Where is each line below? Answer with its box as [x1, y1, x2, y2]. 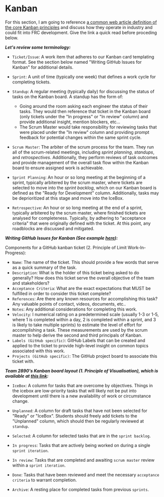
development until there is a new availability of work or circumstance [12, 393, 151, 399]
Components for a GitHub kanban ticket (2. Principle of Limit [5, 244, 127, 250]
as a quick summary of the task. [12, 264, 77, 270]
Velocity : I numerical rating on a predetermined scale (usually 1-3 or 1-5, [12, 311, 159, 317]
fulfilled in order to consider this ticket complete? [12, 290, 111, 296]
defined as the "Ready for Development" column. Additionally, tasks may [12, 190, 159, 196]
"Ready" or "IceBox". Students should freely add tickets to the [12, 413, 138, 419]
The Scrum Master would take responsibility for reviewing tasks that [19, 124, 157, 130]
